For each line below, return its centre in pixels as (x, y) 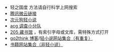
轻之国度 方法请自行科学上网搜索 (44, 7)
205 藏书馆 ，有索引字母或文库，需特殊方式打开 (59, 32)
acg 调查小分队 (26, 26)
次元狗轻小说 (23, 20)
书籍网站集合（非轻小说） (36, 44)
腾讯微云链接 (23, 13)
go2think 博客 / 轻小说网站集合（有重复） (51, 38)
